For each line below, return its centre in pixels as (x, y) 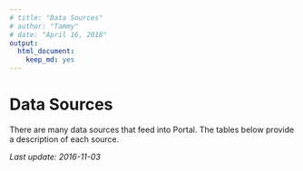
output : (24, 43)
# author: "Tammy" (44, 26)
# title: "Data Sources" (56, 18)
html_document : (46, 52)
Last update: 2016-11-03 (55, 157)
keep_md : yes (50, 60)
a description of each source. (64, 139)
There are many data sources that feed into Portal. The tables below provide (152, 129)
